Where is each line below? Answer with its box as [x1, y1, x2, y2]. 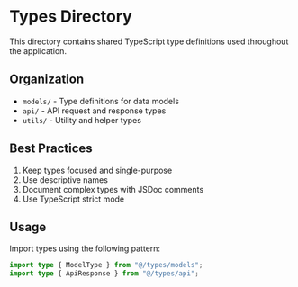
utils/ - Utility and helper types [22, 114, 142, 125]
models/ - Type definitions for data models [22, 95, 180, 106]
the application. [9, 45, 68, 56]
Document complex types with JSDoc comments [22, 184, 204, 194]
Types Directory [9, 6, 132, 27]
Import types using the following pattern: [9, 243, 160, 254]
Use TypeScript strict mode [22, 193, 125, 204]
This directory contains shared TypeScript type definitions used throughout [9, 36, 289, 47]
